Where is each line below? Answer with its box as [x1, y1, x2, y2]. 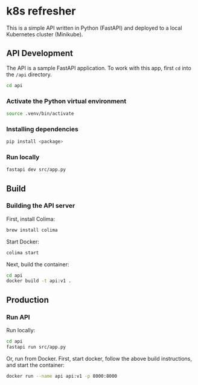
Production [6, 295, 49, 305]
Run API [6, 313, 30, 321]
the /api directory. [6, 71, 53, 78]
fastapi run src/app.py [6, 344, 66, 350]
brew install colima [6, 227, 59, 233]
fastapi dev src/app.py [6, 166, 66, 173]
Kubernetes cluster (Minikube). [6, 30, 83, 38]
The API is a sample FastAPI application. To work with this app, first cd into [6, 64, 191, 71]
